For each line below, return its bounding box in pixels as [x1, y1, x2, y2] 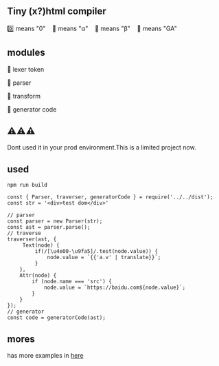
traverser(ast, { [7, 236, 57, 243]
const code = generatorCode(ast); [7, 314, 106, 321]
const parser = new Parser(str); [7, 218, 103, 225]
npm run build [7, 182, 48, 189]
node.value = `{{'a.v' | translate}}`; [47, 254, 161, 261]
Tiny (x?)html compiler [7, 6, 106, 17]
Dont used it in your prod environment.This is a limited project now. [7, 143, 197, 152]
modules [7, 47, 46, 59]
